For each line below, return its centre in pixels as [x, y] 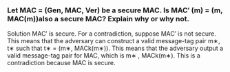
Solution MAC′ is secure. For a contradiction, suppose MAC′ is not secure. [112, 34]
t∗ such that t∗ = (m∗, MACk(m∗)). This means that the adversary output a [115, 48]
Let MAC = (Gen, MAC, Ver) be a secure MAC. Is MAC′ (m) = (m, [115, 10]
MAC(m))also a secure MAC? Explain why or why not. [98, 19]
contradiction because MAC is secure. [61, 63]
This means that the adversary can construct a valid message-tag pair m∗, [114, 41]
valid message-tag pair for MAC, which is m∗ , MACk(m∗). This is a [104, 56]
